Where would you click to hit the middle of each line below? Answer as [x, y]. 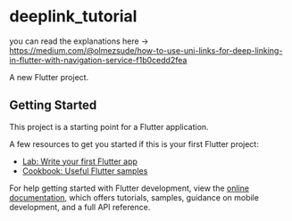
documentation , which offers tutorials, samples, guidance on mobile [134, 197]
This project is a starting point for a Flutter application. [109, 127]
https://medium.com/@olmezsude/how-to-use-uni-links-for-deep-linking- [146, 50]
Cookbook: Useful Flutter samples [85, 170]
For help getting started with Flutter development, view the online [129, 188]
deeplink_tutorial [73, 16]
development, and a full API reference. [80, 207]
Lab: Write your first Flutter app [80, 161]
